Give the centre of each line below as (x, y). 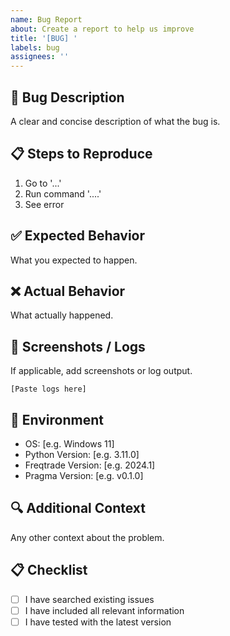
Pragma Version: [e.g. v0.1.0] (84, 475)
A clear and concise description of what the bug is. (115, 121)
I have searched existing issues (89, 599)
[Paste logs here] (48, 389)
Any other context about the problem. (87, 537)
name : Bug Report (46, 19)
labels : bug (35, 47)
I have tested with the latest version (98, 622)
